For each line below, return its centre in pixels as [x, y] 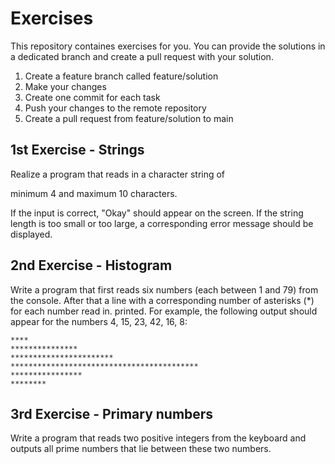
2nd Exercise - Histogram [91, 265]
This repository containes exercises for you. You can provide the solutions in [168, 46]
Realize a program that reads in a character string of [118, 174]
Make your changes [65, 86]
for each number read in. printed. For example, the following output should [164, 311]
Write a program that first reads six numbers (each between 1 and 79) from [164, 289]
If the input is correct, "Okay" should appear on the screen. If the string [157, 213]
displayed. [31, 234]
